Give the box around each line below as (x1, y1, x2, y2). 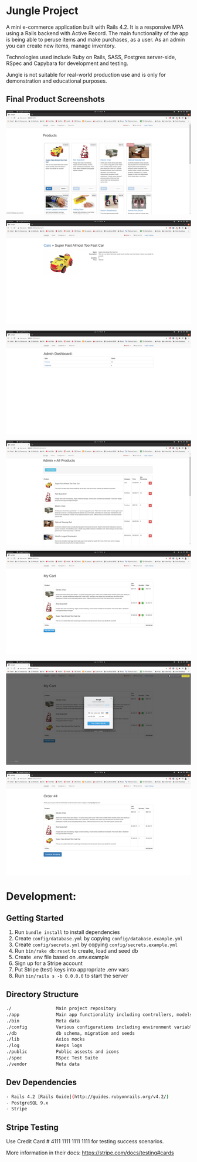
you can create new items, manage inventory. (6, 42, 116, 49)
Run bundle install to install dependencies (14, 929, 120, 936)
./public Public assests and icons (6, 1049, 119, 1055)
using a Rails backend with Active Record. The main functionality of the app (6, 29, 189, 36)
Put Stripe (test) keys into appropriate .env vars (14, 966, 129, 973)
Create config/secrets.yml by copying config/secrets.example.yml (14, 941, 178, 948)
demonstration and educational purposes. (6, 77, 107, 84)
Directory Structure (6, 989, 79, 999)
